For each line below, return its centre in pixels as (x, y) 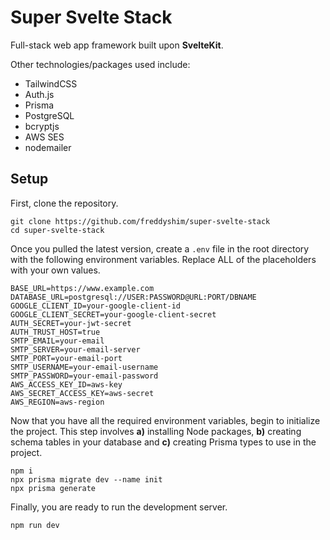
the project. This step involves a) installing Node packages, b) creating (156, 431)
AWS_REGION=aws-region (57, 402)
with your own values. (55, 270)
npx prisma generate (53, 488)
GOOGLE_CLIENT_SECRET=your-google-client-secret (113, 314)
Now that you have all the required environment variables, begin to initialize (165, 420)
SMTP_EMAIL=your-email (57, 341)
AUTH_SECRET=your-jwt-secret (71, 323)
